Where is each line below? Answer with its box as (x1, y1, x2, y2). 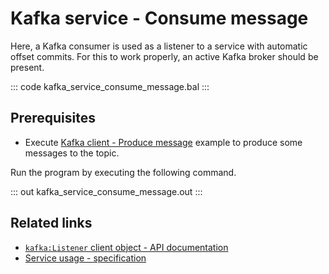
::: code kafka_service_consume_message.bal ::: (10, 80, 210, 92)
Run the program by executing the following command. (10, 166, 237, 178)
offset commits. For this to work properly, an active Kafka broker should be (10, 50, 319, 62)
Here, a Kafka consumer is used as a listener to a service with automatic (10, 40, 308, 52)
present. (10, 61, 45, 73)
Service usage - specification (24, 252, 147, 264)
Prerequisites (10, 110, 96, 127)
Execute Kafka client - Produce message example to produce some (24, 136, 303, 148)
